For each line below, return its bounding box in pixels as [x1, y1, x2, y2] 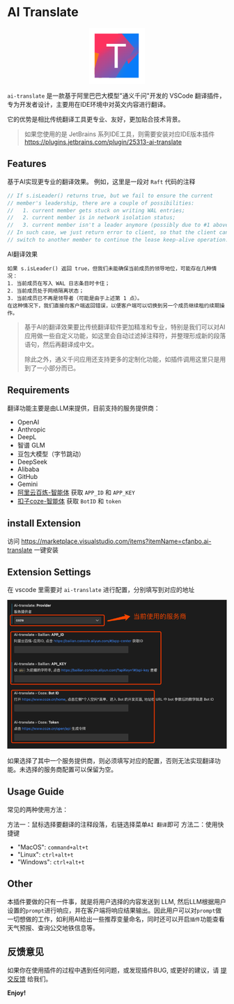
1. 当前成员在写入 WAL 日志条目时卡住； [7, 280, 110, 287]
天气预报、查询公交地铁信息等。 [7, 923, 99, 932]
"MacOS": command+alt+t [17, 843, 89, 851]
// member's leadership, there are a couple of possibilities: [7, 200, 195, 207]
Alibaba [17, 465, 40, 473]
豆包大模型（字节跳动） [17, 450, 85, 458]
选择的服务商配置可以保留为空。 [25, 765, 117, 774]
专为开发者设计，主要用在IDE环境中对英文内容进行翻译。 [7, 100, 170, 108]
